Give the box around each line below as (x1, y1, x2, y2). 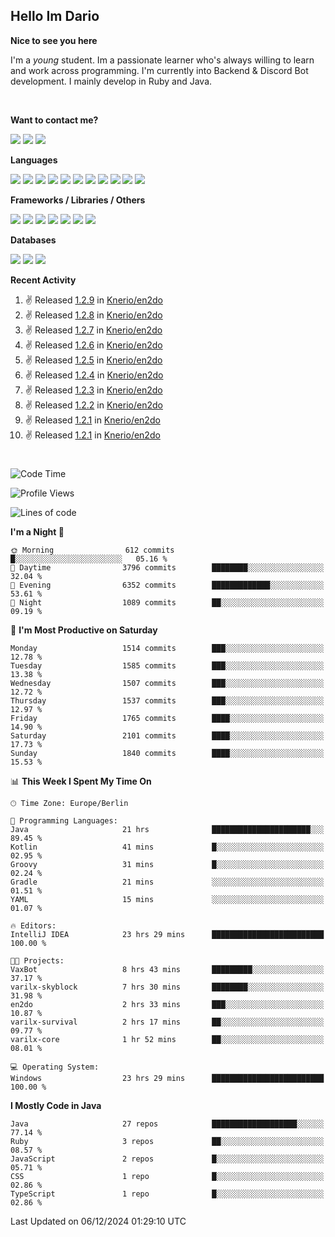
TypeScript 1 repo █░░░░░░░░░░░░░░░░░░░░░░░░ (10, 1189, 325, 1199)
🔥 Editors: (10, 921, 57, 931)
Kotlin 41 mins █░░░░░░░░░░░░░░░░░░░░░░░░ (10, 842, 325, 852)
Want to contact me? (10, 114, 99, 126)
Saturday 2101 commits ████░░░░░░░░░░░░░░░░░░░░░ (10, 731, 325, 741)
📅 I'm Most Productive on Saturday (10, 624, 158, 636)
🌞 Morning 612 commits (10, 545, 175, 555)
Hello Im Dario (10, 8, 100, 25)
